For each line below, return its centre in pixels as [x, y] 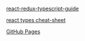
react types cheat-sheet [36, 20]
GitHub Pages [23, 31]
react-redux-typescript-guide [42, 9]
